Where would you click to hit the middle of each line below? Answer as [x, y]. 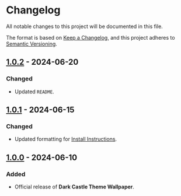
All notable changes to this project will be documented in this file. [85, 26]
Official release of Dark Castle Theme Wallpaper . [74, 187]
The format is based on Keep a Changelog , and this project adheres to [90, 37]
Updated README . [34, 92]
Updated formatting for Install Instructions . [66, 139]
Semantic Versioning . [32, 44]
